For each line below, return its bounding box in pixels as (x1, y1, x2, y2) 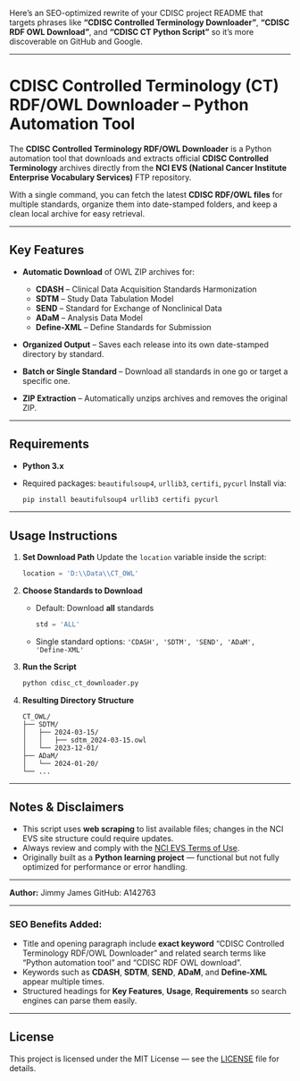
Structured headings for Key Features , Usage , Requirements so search (21, 985, 287, 996)
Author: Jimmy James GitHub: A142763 (9, 887, 156, 898)
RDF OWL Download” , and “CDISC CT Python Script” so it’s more (9, 27, 254, 37)
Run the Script (21, 661, 78, 672)
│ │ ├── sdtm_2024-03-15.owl (21, 736, 147, 745)
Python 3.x (21, 460, 64, 471)
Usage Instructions (9, 528, 118, 543)
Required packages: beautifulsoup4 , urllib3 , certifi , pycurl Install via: (21, 478, 287, 489)
